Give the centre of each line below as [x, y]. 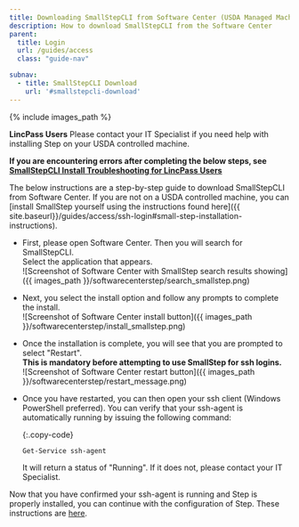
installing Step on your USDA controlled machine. [99, 143]
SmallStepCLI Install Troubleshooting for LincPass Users [116, 170]
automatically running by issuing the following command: [126, 417]
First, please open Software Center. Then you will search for [132, 242]
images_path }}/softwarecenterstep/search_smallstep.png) [142, 280]
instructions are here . [48, 513]
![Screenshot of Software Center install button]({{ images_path [137, 316]
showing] [271, 271]
